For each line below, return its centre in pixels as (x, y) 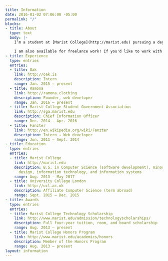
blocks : (13, 24)
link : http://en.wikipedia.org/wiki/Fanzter (61, 130)
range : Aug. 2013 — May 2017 (44, 177)
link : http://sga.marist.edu (44, 112)
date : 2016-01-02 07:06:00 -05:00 (41, 14)
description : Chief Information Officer (57, 116)
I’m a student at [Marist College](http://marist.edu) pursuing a (85, 42)
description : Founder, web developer (53, 98)
